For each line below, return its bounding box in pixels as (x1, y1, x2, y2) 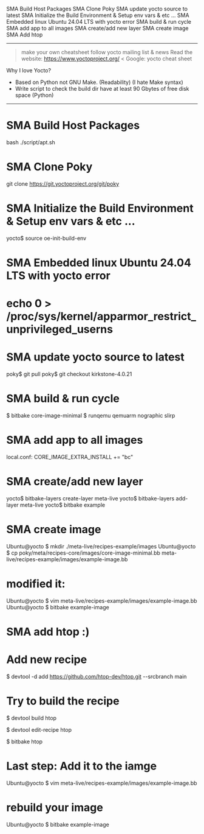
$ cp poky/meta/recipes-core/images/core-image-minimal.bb (6, 549, 161, 556)
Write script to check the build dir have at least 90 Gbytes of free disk (15, 85, 189, 92)
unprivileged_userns (6, 323, 114, 337)
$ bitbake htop (6, 738, 43, 745)
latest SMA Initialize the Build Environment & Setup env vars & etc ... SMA (6, 12, 189, 19)
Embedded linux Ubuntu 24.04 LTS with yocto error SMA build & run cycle (6, 18, 192, 25)
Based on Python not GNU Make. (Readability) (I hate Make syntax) (15, 79, 183, 86)
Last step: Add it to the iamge (6, 759, 157, 773)
